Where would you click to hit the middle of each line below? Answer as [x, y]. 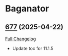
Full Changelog [21, 39]
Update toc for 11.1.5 [33, 48]
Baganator [27, 9]
